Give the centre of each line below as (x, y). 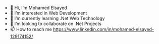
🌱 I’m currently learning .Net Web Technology (57, 18)
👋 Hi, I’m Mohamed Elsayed (38, 8)
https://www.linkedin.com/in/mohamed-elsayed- (103, 29)
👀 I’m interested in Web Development (48, 13)
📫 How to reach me (31, 29)
